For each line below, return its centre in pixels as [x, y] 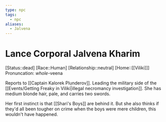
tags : [11, 15]
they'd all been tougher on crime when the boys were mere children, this [81, 109]
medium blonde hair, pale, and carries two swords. [58, 94]
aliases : [14, 24]
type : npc [16, 10]
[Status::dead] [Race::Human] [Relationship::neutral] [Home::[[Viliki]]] [77, 68]
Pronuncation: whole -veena [34, 73]
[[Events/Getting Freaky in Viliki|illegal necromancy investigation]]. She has [83, 89]
